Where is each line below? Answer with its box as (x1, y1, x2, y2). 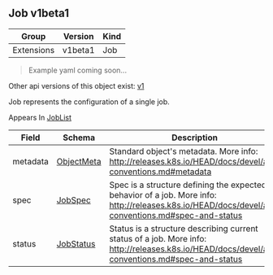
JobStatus (56, 238, 96, 249)
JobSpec (56, 194, 91, 206)
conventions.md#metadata (109, 166, 212, 177)
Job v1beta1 (8, 7, 69, 20)
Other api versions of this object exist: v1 (8, 81, 145, 90)
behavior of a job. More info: (109, 189, 217, 200)
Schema (62, 132, 96, 143)
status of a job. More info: (109, 233, 207, 244)
